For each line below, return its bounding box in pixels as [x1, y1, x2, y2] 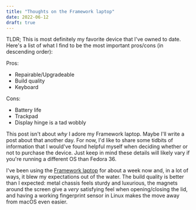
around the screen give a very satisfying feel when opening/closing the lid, [6, 186, 188, 193]
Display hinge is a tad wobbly [14, 119, 87, 126]
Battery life [14, 107, 42, 114]
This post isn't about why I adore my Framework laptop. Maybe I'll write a [6, 130, 185, 137]
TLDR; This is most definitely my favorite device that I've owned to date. [6, 36, 181, 43]
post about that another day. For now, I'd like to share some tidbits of [6, 137, 174, 144]
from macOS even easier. [6, 198, 68, 205]
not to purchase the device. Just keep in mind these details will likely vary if [6, 149, 190, 156]
